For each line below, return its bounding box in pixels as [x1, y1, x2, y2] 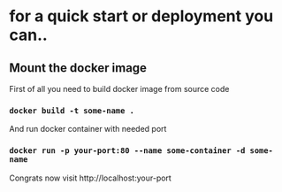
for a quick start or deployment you [9, 6, 274, 27]
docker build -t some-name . [9, 105, 135, 116]
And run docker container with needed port [9, 124, 167, 134]
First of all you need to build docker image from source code [9, 84, 230, 94]
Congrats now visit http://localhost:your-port [9, 173, 172, 183]
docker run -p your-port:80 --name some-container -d [9, 146, 246, 156]
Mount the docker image [9, 60, 148, 75]
